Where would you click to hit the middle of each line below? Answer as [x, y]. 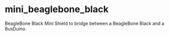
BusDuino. [16, 28]
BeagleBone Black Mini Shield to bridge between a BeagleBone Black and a [85, 23]
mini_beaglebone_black [57, 9]
